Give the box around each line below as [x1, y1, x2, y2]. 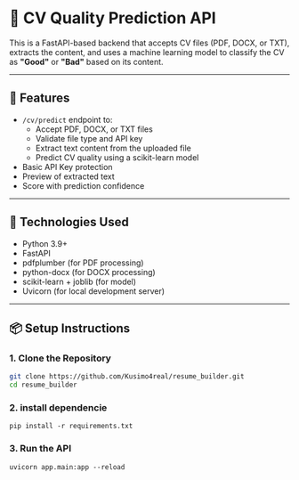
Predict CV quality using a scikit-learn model [35, 151, 199, 163]
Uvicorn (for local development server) [21, 285, 166, 297]
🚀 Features [9, 91, 70, 106]
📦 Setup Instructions [9, 321, 131, 336]
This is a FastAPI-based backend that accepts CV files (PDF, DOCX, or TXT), [9, 37, 290, 48]
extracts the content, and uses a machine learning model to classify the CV [9, 46, 285, 57]
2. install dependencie [9, 401, 108, 413]
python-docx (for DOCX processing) [21, 266, 156, 277]
